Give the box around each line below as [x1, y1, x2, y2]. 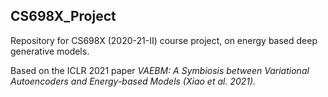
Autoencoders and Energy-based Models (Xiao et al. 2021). [10, 75, 257, 87]
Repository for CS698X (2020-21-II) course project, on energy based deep [10, 34, 318, 46]
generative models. [10, 45, 90, 57]
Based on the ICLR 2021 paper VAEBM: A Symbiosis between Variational [10, 64, 310, 76]
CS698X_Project [10, 8, 117, 25]
